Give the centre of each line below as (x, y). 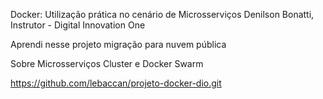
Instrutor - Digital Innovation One (78, 25)
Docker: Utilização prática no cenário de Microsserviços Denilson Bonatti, (162, 14)
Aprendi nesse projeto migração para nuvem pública (118, 44)
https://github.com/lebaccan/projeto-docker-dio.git (116, 83)
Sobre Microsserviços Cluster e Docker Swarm (107, 63)
